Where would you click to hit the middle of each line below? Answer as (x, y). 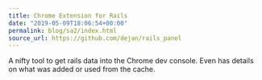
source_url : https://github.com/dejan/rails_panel (95, 38)
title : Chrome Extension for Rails (68, 16)
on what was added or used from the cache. (82, 70)
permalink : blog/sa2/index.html (62, 30)
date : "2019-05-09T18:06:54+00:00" (68, 23)
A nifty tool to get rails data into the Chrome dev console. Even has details (131, 61)
